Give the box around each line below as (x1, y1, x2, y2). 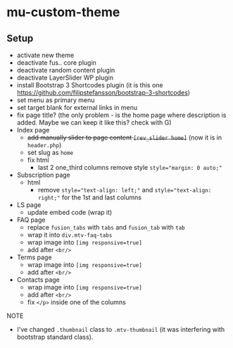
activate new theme (16, 51, 75, 59)
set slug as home (27, 149, 74, 156)
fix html (27, 156, 50, 164)
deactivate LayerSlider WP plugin (16, 73, 114, 82)
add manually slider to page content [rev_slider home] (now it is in (27, 133, 222, 142)
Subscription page (16, 170, 71, 179)
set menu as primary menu (16, 96, 95, 104)
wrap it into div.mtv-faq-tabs (27, 230, 113, 239)
